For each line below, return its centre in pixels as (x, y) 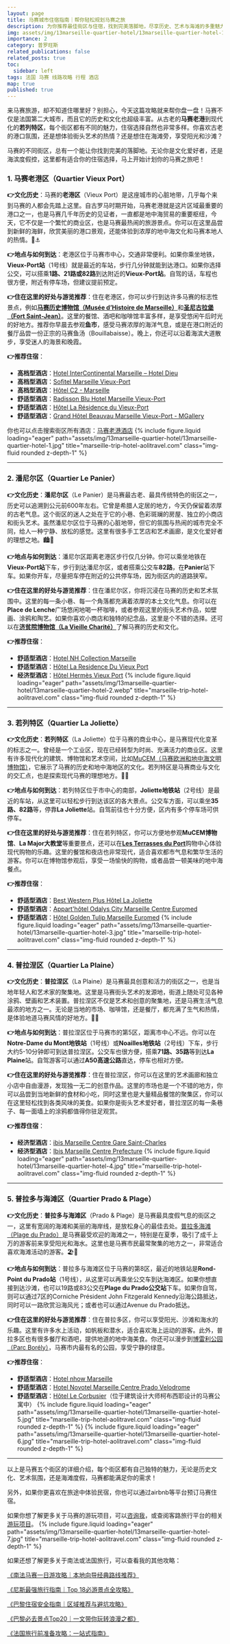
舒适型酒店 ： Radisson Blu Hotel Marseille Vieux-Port (91, 399)
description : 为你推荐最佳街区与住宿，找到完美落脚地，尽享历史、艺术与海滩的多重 (111, 26)
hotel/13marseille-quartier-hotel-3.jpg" (72, 933)
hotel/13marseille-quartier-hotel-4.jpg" (72, 1166)
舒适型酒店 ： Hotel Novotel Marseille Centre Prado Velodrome (103, 1387)
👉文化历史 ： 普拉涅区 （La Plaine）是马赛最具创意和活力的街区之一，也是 (111, 981)
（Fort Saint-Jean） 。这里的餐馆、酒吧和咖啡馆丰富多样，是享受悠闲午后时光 (115, 316)
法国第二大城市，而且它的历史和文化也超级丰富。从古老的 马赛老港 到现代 (121, 119)
